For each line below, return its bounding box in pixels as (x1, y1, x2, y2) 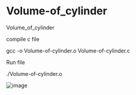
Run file (6, 59, 25, 66)
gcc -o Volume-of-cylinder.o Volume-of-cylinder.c (6, 47, 131, 54)
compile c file (6, 35, 40, 42)
